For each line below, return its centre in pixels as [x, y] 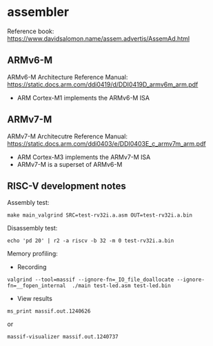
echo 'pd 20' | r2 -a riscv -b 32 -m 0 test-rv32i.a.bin [91, 241]
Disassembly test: [32, 228]
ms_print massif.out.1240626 [49, 311]
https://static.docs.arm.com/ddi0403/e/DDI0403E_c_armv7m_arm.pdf [106, 143]
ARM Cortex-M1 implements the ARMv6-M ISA [83, 98]
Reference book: [31, 31]
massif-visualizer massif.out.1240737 [63, 337]
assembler [38, 12]
